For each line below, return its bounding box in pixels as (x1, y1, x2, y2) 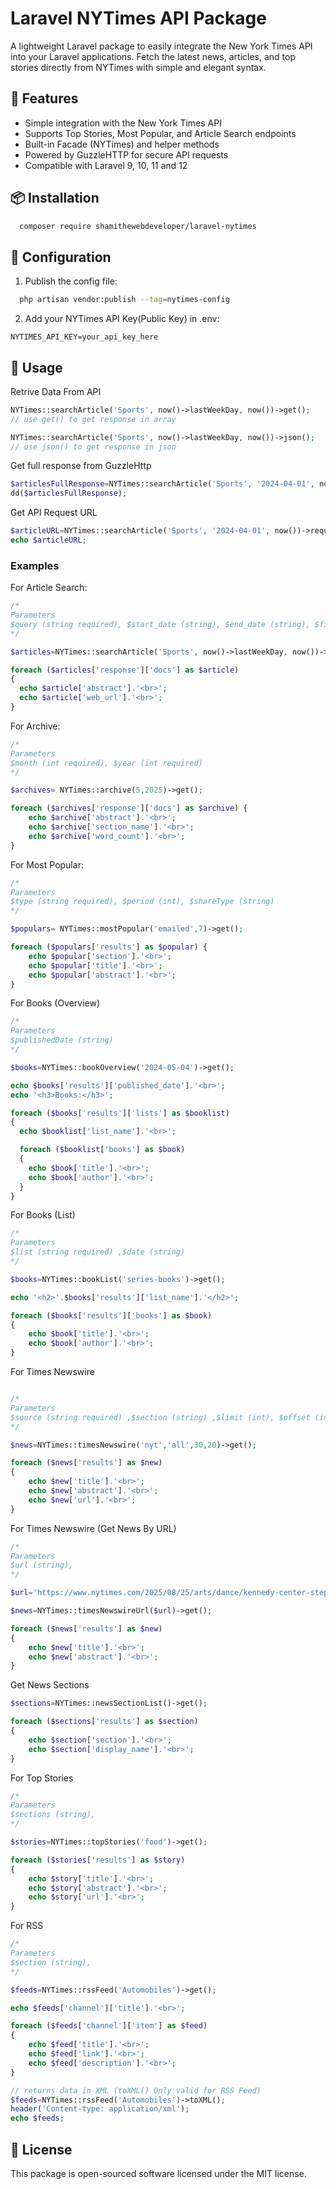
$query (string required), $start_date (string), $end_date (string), (10, 619, 311, 629)
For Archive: (10, 720, 61, 732)
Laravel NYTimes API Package (10, 7, 267, 30)
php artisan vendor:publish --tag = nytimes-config (19, 295, 230, 305)
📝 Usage (10, 359, 63, 376)
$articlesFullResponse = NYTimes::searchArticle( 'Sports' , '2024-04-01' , (10, 479, 315, 489)
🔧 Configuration (10, 248, 112, 266)
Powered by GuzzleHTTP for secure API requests (24, 148, 229, 161)
